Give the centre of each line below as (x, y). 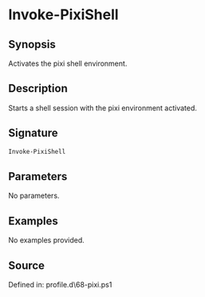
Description (38, 88)
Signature (33, 133)
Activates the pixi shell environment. (68, 63)
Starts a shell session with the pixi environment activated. (103, 108)
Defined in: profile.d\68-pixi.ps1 (60, 284)
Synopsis (32, 44)
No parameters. (34, 196)
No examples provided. (47, 240)
